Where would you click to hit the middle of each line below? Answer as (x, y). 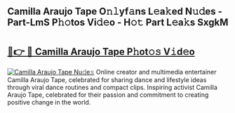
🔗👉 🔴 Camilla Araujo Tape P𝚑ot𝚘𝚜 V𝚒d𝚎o (101, 52)
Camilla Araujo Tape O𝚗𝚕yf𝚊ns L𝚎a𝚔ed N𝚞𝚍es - (115, 12)
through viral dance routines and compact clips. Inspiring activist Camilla (112, 87)
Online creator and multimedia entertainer (156, 72)
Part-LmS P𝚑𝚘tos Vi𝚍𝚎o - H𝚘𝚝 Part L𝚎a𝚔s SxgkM (118, 23)
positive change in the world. (49, 102)
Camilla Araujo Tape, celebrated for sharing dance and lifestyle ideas (107, 80)
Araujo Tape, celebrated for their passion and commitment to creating (108, 95)
